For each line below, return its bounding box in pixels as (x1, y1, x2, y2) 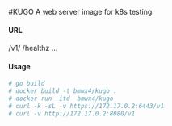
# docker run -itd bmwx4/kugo (8, 94, 114, 103)
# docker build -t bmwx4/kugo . (8, 87, 117, 95)
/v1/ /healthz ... (8, 44, 58, 53)
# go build (8, 80, 45, 88)
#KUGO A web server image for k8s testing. (8, 7, 155, 16)
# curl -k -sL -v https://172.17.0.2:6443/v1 (8, 103, 164, 111)
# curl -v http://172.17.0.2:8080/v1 (8, 109, 136, 118)
